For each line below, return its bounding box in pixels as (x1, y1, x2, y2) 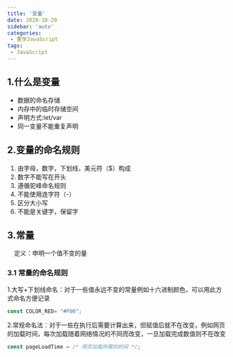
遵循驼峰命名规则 (17, 181, 67, 189)
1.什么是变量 (7, 76, 60, 88)
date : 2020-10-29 (7, 17, 58, 24)
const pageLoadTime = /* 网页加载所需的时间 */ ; (7, 344, 141, 351)
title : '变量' (7, 10, 46, 17)
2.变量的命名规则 (7, 144, 80, 156)
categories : (7, 29, 42, 37)
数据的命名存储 (17, 96, 60, 104)
